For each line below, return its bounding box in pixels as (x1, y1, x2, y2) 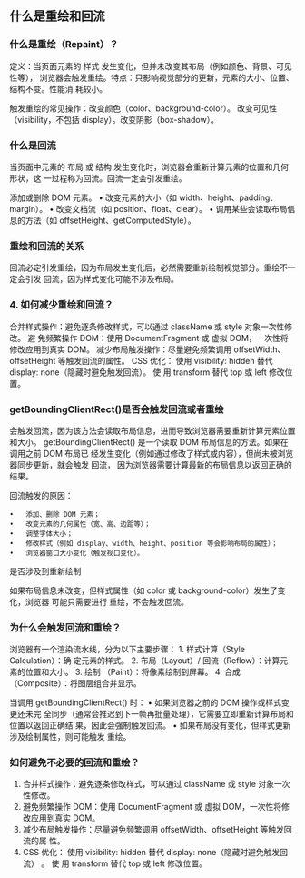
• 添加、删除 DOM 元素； (9, 510, 101, 519)
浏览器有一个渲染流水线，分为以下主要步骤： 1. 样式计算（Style (9, 644, 245, 655)
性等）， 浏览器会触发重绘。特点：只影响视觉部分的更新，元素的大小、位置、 (9, 72, 294, 83)
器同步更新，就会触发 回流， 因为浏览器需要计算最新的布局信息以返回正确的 (9, 459, 292, 470)
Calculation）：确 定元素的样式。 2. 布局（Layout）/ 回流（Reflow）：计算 (9, 655, 280, 666)
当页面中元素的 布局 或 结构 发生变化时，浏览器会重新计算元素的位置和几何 (9, 161, 289, 172)
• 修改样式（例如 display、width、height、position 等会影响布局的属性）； (9, 539, 279, 548)
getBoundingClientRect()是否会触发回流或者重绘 (9, 403, 224, 416)
